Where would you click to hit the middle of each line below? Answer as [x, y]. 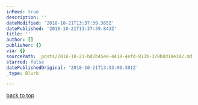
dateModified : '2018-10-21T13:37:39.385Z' [60, 23]
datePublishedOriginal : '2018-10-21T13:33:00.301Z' [72, 67]
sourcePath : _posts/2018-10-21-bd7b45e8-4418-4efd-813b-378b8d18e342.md [99, 56]
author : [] [20, 40]
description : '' [26, 17]
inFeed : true [23, 12]
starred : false [25, 62]
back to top [20, 95]
